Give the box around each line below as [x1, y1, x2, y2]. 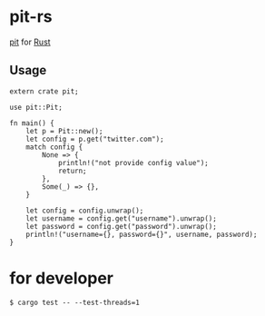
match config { [25, 143, 83, 152]
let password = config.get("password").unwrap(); [25, 222, 218, 231]
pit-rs [9, 6, 53, 27]
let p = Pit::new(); [25, 126, 103, 135]
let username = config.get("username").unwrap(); [25, 213, 218, 223]
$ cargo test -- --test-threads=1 [9, 298, 141, 307]
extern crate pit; [9, 86, 79, 96]
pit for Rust [9, 36, 52, 47]
